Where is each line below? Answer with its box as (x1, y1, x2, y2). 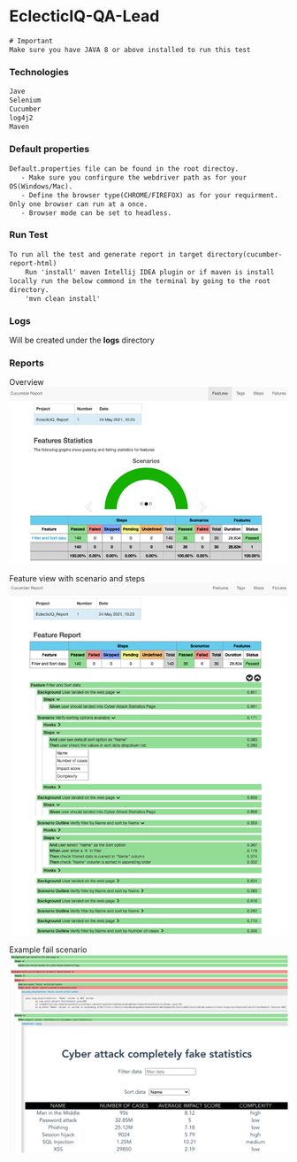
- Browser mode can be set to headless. (20, 208, 172, 218)
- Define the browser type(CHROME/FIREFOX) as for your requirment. (20, 190, 278, 200)
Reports (9, 357, 44, 369)
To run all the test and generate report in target (9, 250, 203, 258)
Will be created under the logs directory (9, 335, 155, 346)
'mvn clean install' (25, 294, 101, 303)
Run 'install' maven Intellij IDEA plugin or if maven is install (25, 267, 275, 276)
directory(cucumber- (206, 250, 283, 258)
